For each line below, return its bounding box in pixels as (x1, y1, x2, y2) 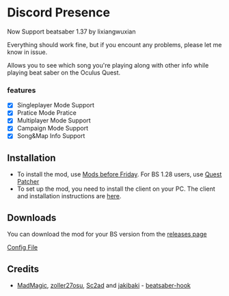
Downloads (7, 212, 57, 224)
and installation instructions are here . (16, 192, 122, 200)
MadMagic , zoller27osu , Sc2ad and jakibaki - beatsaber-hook (16, 281, 191, 289)
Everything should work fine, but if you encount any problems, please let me (7, 40, 222, 49)
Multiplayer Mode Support (16, 116, 91, 124)
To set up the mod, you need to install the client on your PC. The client (16, 185, 215, 193)
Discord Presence (7, 5, 111, 21)
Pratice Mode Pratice (16, 109, 77, 117)
